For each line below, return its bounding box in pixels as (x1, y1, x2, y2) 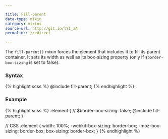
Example (5, 96, 27, 103)
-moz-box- (138, 122, 161, 128)
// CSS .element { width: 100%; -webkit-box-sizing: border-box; (5, 122, 138, 128)
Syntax (5, 72, 23, 79)
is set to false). (29, 59, 60, 65)
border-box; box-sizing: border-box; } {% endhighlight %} (20, 128, 140, 134)
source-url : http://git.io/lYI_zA (5, 26, 78, 31)
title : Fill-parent (5, 12, 46, 17)
